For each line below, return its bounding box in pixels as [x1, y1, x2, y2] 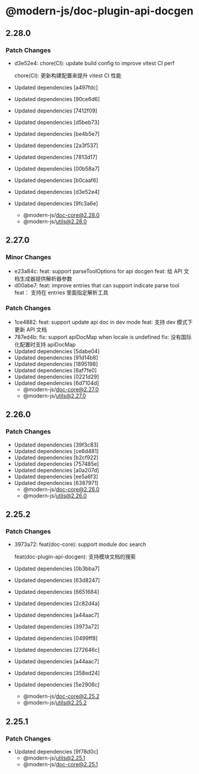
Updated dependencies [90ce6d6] [14, 95, 100, 102]
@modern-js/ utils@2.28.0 [23, 217, 87, 225]
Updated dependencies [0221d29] [14, 373, 99, 380]
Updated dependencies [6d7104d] [14, 379, 99, 387]
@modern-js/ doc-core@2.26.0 [23, 485, 100, 493]
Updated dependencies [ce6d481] [14, 447, 99, 454]
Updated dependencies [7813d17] [14, 153, 98, 160]
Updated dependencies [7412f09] [14, 107, 97, 114]
